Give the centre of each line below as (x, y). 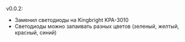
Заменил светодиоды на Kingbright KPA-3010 (72, 20)
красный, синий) (36, 33)
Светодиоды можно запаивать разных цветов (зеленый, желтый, (97, 26)
